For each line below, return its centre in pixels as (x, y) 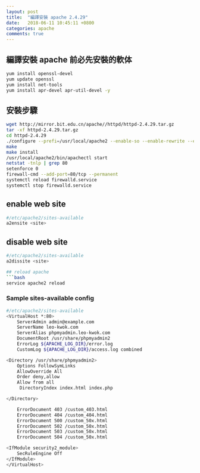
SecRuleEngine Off (40, 454)
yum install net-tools (34, 85)
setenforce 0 (22, 169)
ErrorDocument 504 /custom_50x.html (62, 437)
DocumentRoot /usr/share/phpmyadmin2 (64, 338)
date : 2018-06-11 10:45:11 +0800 (50, 23)
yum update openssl (30, 79)
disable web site (37, 242)
